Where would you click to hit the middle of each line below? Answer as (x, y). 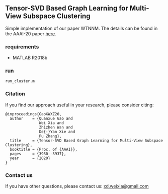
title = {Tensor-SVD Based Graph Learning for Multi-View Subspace (87, 141)
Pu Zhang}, (50, 136)
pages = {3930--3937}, (38, 154)
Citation (15, 94)
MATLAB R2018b (30, 58)
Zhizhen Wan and (56, 127)
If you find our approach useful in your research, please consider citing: (79, 105)
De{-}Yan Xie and (57, 132)
